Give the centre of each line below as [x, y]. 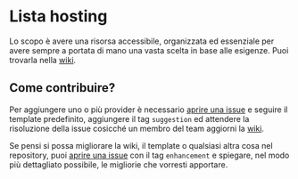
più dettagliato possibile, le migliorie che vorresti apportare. [119, 164]
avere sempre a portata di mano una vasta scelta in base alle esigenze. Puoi [149, 50]
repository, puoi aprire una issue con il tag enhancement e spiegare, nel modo [149, 155]
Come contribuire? [62, 88]
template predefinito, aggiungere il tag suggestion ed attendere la [129, 118]
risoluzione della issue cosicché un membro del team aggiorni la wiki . [137, 128]
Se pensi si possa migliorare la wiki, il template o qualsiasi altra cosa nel [141, 145]
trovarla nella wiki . [43, 60]
